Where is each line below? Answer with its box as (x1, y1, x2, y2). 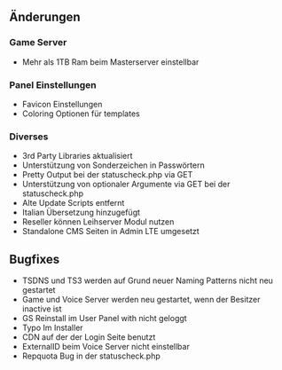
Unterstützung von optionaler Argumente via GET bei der (21, 179, 231, 190)
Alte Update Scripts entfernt (21, 198, 125, 209)
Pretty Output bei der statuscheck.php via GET (21, 169, 193, 180)
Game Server (9, 36, 67, 49)
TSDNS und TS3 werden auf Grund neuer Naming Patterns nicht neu (21, 275, 273, 286)
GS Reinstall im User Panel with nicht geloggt (21, 313, 188, 324)
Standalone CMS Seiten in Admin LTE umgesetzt (21, 226, 200, 237)
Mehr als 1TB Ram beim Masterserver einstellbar (21, 56, 200, 67)
